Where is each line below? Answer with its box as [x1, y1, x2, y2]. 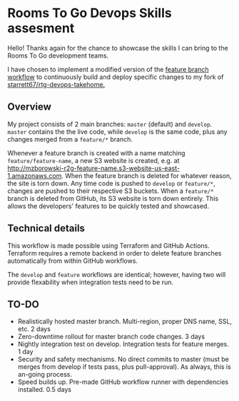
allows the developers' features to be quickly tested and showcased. [7, 202, 209, 210]
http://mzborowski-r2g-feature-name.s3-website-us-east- [7, 164, 180, 172]
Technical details [7, 222, 86, 234]
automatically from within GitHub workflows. [7, 256, 138, 265]
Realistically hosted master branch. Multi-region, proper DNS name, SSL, [17, 317, 232, 326]
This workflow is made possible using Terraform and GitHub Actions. [7, 241, 210, 250]
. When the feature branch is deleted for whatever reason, [61, 171, 232, 179]
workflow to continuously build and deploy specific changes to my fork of [7, 73, 224, 81]
